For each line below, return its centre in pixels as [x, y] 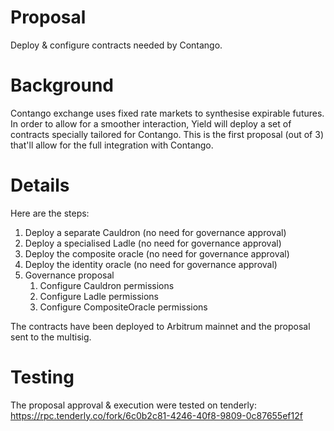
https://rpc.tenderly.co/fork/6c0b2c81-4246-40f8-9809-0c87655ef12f [156, 415]
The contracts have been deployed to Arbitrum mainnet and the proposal [160, 326]
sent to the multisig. [51, 337]
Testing [42, 377]
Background [62, 85]
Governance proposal [69, 275]
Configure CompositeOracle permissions [123, 307]
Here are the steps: [50, 213]
